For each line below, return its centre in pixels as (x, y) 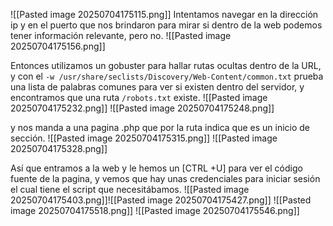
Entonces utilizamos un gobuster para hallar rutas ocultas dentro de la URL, (166, 65)
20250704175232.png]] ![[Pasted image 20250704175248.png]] (142, 108)
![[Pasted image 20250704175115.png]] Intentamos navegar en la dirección (164, 14)
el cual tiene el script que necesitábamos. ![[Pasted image (130, 189)
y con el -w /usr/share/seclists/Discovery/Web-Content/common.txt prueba (167, 76)
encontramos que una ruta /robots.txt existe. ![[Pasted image (139, 97)
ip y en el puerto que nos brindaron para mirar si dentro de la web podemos (166, 25)
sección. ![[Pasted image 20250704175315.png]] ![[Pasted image (144, 138)
